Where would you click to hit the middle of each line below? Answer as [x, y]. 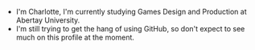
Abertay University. [48, 20]
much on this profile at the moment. [75, 37]
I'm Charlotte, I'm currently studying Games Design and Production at [131, 12]
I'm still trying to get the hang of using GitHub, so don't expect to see [130, 29]
